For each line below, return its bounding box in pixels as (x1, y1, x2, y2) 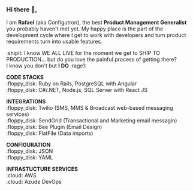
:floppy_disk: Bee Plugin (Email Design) (6, 124, 102, 131)
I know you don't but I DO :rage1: (6, 62, 87, 69)
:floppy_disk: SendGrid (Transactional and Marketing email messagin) (6, 117, 177, 124)
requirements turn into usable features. (6, 38, 103, 45)
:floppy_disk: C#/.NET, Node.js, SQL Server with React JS (6, 87, 148, 94)
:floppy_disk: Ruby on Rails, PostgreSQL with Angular (6, 80, 137, 87)
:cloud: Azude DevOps (6, 178, 62, 186)
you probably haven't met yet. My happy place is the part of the (6, 25, 164, 32)
